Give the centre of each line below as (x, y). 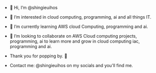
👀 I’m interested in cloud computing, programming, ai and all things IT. (80, 17)
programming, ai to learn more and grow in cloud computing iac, (75, 41)
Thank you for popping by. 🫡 (39, 56)
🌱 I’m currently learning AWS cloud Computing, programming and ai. (79, 26)
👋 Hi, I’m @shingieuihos (34, 8)
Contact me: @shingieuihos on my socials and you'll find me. (71, 65)
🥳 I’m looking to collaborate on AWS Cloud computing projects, (73, 36)
